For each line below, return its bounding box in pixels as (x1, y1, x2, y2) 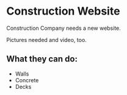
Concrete (15, 76, 39, 83)
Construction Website (6, 4, 120, 18)
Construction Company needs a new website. (6, 24, 121, 32)
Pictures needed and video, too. (6, 36, 87, 43)
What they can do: (6, 54, 78, 65)
